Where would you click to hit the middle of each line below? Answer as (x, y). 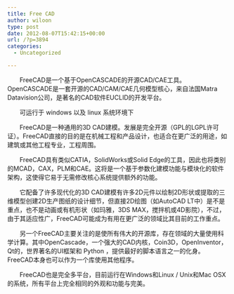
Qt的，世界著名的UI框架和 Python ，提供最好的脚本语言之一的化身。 (106, 250)
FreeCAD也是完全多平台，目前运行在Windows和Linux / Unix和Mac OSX (123, 274)
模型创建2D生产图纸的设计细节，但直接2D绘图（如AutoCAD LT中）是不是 (119, 201)
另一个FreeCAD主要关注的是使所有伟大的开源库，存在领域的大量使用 (118, 233)
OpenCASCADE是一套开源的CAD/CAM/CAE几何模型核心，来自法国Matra (112, 88)
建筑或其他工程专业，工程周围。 (53, 145)
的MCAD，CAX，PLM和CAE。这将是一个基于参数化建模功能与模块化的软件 (116, 168)
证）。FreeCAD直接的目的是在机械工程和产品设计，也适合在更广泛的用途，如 (117, 136)
